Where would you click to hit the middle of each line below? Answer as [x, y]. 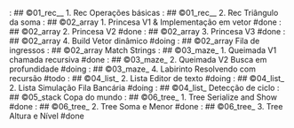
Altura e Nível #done [47, 116]
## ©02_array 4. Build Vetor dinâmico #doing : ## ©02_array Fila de [135, 41]
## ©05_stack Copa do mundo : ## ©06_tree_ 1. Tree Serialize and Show [143, 97]
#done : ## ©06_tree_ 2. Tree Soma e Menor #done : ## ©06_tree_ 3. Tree [146, 106]
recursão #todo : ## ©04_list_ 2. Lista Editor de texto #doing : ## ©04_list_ [147, 78]
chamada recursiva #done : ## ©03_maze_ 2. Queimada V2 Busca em [138, 60]
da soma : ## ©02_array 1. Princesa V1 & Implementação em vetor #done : [145, 22]
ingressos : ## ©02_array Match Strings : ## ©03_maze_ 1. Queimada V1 [143, 50]
